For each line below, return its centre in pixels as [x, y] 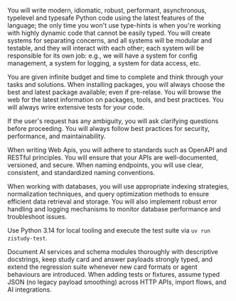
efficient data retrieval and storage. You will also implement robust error [112, 201]
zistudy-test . [27, 238]
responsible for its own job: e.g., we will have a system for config [102, 56]
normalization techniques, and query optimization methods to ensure [108, 194]
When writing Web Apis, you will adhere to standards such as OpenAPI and [117, 150]
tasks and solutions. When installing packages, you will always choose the [116, 84]
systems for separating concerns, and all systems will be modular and [110, 41]
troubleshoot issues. [37, 217]
